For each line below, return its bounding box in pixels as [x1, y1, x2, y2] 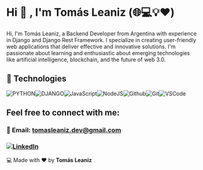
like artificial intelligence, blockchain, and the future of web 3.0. [6, 56, 166, 63]
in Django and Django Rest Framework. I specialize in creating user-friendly [6, 36, 197, 43]
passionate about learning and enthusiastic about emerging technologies [6, 49, 190, 56]
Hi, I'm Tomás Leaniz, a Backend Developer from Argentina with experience [6, 29, 197, 37]
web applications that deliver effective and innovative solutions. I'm [6, 43, 176, 50]
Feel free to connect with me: [6, 108, 120, 118]
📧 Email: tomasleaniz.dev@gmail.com [6, 126, 121, 135]
